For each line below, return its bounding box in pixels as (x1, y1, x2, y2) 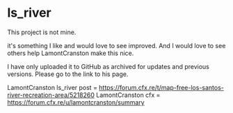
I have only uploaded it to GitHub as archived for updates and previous (7, 62, 210, 70)
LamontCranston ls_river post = (7, 83, 97, 91)
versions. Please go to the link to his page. (7, 70, 129, 78)
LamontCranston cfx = (96, 91, 161, 99)
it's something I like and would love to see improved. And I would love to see (7, 41, 226, 50)
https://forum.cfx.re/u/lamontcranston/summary (7, 98, 145, 106)
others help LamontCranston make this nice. (7, 49, 134, 57)
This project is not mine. (7, 28, 77, 36)
